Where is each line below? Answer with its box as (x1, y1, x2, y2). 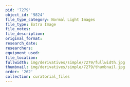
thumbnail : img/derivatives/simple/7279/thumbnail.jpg (5, 64, 125, 70)
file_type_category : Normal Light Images (5, 17, 96, 22)
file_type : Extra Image (5, 21, 57, 27)
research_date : (5, 41, 38, 46)
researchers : (5, 46, 33, 51)
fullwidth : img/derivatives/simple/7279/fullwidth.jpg (5, 60, 125, 65)
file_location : (5, 55, 38, 60)
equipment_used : (5, 50, 40, 55)
